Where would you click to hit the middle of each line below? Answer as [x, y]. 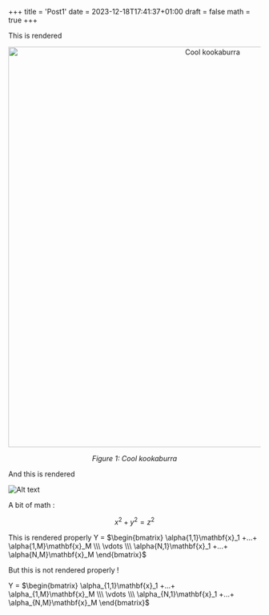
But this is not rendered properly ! [64, 570]
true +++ [23, 20]
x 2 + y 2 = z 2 [134, 521]
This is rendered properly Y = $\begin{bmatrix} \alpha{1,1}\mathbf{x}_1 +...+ [133, 537]
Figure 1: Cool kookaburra [134, 458]
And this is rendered [42, 474]
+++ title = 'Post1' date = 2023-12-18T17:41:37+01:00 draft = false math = [129, 12]
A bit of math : [32, 505]
